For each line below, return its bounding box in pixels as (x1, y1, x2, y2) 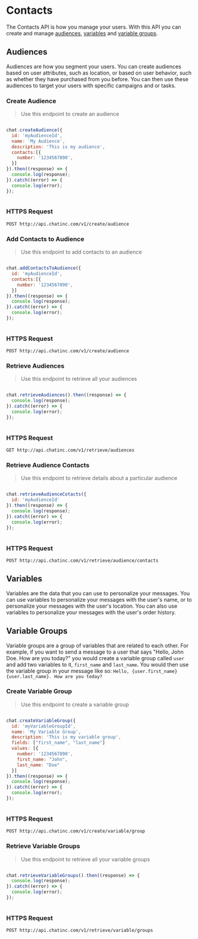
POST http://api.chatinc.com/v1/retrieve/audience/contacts (6, 558, 159, 564)
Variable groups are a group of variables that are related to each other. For (6, 642, 189, 649)
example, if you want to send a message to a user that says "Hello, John (6, 648, 184, 655)
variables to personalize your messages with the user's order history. (6, 608, 176, 615)
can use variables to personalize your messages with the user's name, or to (6, 596, 192, 603)
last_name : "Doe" (17, 762, 60, 768)
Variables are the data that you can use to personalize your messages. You (6, 589, 190, 597)
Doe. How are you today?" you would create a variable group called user (6, 654, 185, 661)
